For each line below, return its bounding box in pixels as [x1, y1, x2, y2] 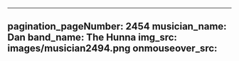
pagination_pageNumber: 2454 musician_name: [7, 20, 227, 32]
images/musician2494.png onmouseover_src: [7, 43, 218, 55]
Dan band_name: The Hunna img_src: [7, 32, 178, 43]
